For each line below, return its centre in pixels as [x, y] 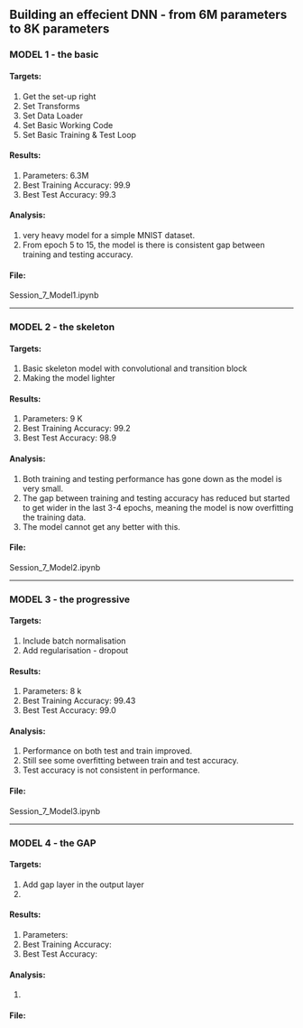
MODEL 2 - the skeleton [62, 327]
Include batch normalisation [74, 641]
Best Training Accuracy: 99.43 [79, 701]
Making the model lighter [69, 378]
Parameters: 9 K [52, 419]
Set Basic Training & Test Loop [79, 134]
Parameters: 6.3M [55, 175]
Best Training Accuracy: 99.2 [76, 429]
